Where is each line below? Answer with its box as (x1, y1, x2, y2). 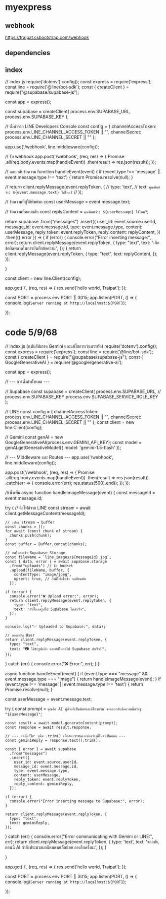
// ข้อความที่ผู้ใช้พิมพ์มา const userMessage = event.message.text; (5, 199, 131, 205)
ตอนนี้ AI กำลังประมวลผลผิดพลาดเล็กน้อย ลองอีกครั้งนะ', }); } (5, 844, 107, 850)
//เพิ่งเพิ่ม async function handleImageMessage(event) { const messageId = (5, 490, 156, 496)
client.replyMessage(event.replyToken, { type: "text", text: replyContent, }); (5, 251, 158, 257)
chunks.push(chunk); (9, 533, 52, 538)
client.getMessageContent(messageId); (5, 511, 86, 516)
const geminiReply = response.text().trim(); (5, 738, 100, 743)
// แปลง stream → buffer (5, 520, 55, 525)
